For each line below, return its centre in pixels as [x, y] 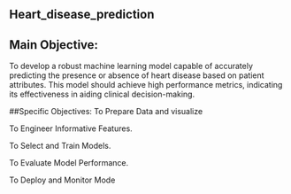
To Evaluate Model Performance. [69, 163]
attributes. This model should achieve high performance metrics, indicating [146, 85]
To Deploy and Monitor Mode [62, 180]
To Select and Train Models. [60, 146]
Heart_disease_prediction [82, 15]
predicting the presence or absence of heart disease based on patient [137, 75]
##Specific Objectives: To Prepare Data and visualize [106, 112]
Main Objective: [54, 45]
